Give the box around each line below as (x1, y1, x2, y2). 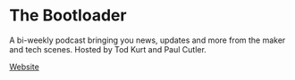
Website (9, 61, 40, 72)
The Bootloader (9, 5, 127, 26)
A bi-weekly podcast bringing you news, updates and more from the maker (9, 35, 286, 45)
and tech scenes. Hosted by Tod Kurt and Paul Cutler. (9, 44, 207, 54)
